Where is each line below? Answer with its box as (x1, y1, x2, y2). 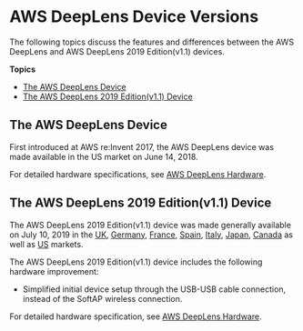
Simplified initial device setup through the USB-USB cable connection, (22, 284, 287, 295)
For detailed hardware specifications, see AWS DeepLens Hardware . (9, 168, 267, 179)
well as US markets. (9, 238, 84, 249)
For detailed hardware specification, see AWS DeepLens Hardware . (9, 311, 262, 322)
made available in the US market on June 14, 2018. (9, 151, 198, 162)
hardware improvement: (9, 266, 99, 276)
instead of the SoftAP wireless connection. (22, 293, 183, 304)
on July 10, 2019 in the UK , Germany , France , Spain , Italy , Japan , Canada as (9, 229, 294, 240)
